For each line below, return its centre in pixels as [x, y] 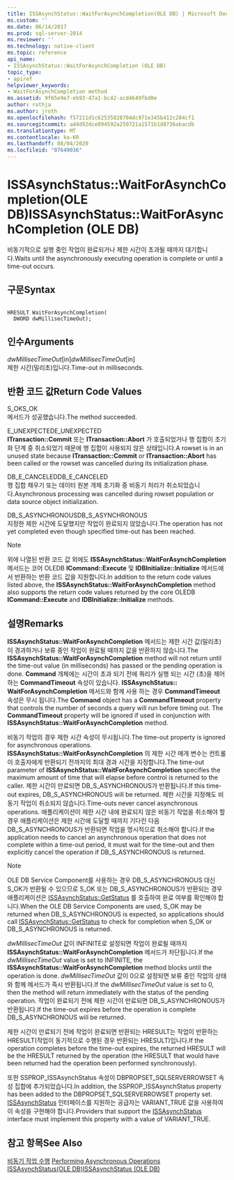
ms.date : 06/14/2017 [37, 27]
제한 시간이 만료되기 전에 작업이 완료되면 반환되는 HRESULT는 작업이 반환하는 [113, 1032]
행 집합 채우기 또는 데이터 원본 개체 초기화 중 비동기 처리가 [86, 485]
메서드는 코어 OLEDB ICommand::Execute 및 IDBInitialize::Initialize [103, 568]
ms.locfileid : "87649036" [45, 150]
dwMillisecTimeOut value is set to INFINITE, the [75, 960]
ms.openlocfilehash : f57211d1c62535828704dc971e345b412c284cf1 [101, 117]
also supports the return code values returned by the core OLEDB [101, 592]
